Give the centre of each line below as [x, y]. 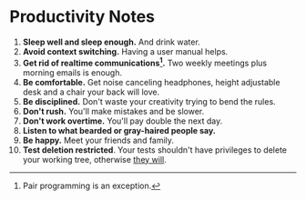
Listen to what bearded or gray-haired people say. [119, 130]
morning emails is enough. [72, 72]
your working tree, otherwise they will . [94, 159]
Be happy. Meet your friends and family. [98, 140]
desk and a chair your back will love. [91, 92]
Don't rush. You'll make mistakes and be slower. [113, 111]
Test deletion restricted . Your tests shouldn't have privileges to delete [155, 150]
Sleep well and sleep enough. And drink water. [111, 42]
